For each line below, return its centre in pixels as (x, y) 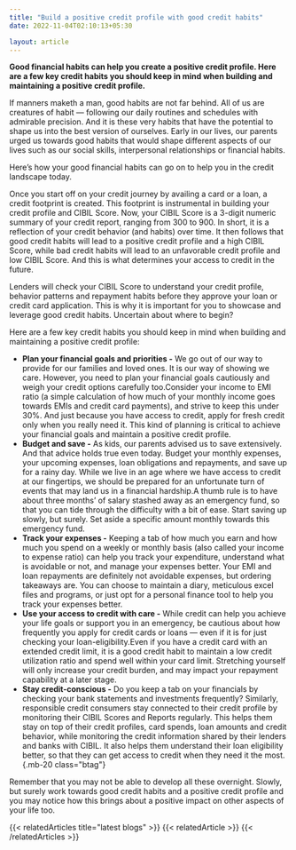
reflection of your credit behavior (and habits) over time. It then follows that (146, 232)
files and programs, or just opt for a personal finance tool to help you (148, 595)
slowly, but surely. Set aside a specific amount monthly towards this (146, 520)
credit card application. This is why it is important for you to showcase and (145, 306)
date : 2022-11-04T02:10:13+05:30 (71, 26)
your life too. (32, 810)
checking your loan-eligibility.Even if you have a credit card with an (144, 642)
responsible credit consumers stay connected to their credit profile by (149, 708)
